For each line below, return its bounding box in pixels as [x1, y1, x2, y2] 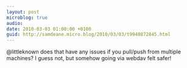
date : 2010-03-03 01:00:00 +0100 [6, 25, 92, 32]
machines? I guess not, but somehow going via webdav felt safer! [6, 55, 172, 62]
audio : [6, 20, 23, 26]
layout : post [6, 8, 40, 15]
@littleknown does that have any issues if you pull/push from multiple [6, 48, 182, 55]
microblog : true [6, 15, 48, 21]
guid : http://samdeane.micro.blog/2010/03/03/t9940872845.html [6, 32, 171, 38]
